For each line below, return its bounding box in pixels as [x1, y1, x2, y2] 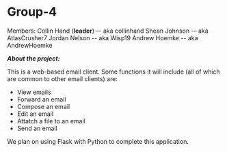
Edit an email [16, 110, 53, 118]
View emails [16, 88, 51, 96]
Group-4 [7, 4, 57, 20]
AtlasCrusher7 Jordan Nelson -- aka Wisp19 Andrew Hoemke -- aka [7, 33, 198, 42]
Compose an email [16, 102, 70, 110]
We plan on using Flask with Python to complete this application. [7, 137, 189, 145]
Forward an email [16, 95, 66, 103]
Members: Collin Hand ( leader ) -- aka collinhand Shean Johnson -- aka [7, 27, 209, 35]
